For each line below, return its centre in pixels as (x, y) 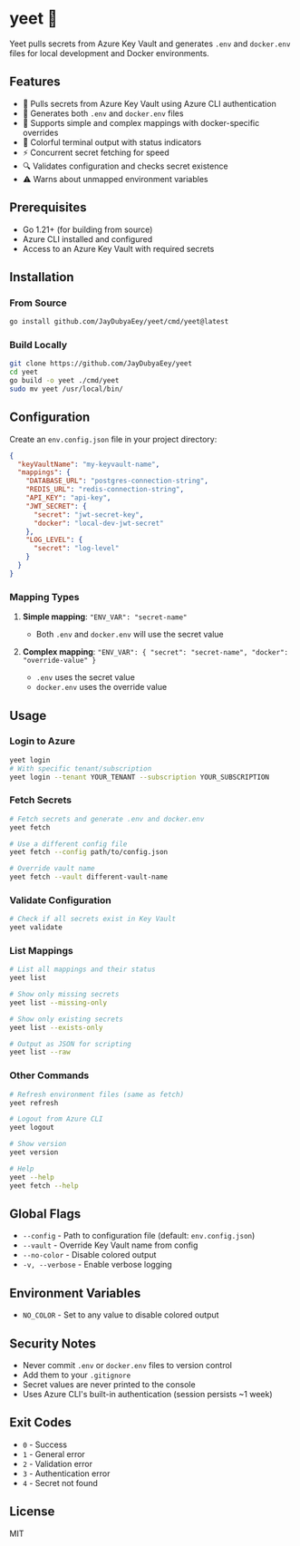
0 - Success (45, 1444)
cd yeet (24, 372)
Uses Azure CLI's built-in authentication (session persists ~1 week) (148, 1394)
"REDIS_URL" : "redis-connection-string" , (105, 490)
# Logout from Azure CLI (56, 1119)
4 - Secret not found (60, 1483)
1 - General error (54, 1454)
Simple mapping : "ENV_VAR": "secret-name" (105, 617)
